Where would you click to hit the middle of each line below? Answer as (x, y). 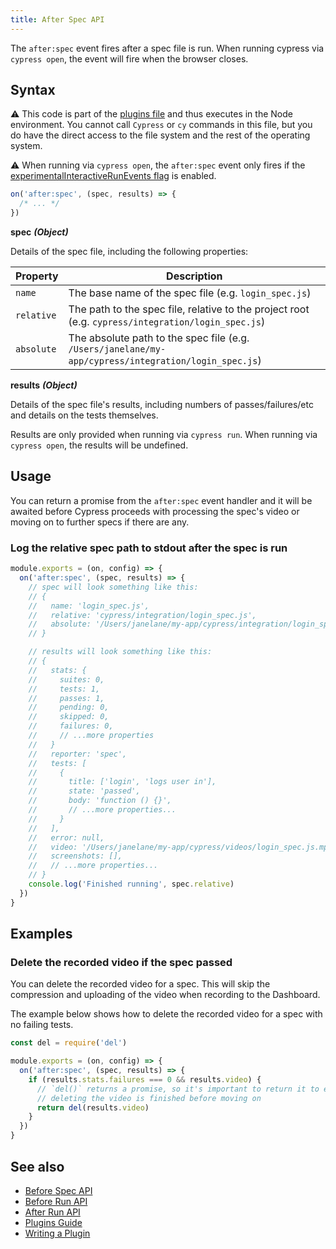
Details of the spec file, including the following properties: (129, 252)
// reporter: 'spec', (78, 754)
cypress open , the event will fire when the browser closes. (129, 58)
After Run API (52, 1212)
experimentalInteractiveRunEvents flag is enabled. (113, 176)
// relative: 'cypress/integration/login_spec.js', (142, 615)
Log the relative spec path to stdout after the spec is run (149, 548)
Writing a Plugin (57, 1233)
